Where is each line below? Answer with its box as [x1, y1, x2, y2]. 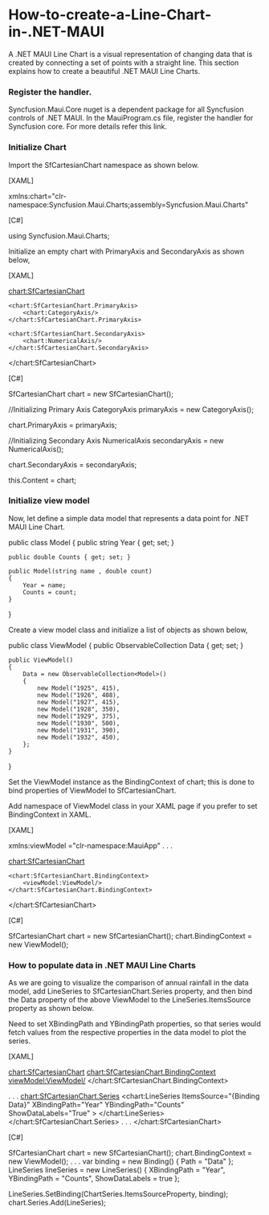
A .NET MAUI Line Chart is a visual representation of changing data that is [8, 49, 253, 59]
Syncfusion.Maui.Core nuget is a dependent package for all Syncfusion [8, 104, 244, 114]
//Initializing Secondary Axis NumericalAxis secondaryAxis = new [8, 435, 224, 445]
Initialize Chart [8, 142, 67, 153]
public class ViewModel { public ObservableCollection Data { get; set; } [8, 640, 243, 650]
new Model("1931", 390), [37, 726, 120, 734]
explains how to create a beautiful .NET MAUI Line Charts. [8, 66, 201, 75]
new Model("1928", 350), [37, 705, 120, 713]
